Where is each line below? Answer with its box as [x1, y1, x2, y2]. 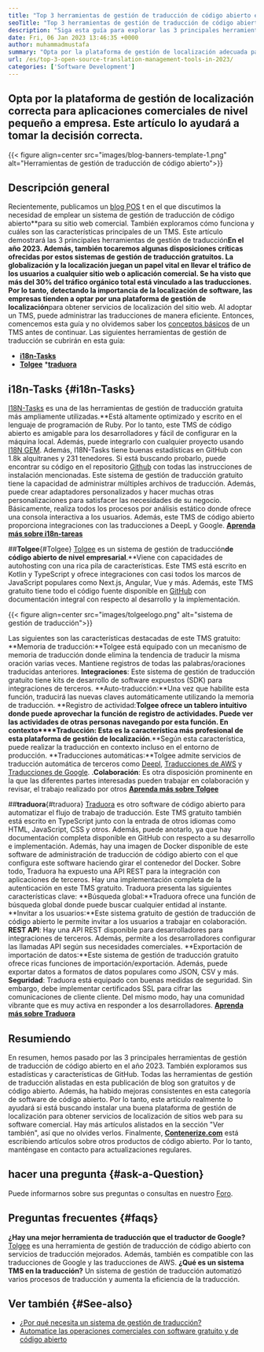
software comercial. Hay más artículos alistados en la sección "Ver [8, 1120, 225, 1129]
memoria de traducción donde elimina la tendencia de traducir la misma [8, 650, 240, 660]
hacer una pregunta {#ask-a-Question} [8, 1168, 204, 1181]
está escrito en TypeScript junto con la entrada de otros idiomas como [8, 817, 236, 826]
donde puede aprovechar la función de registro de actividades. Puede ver [8, 709, 254, 718]
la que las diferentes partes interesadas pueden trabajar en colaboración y [8, 776, 250, 785]
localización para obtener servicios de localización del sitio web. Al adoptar [8, 303, 253, 312]
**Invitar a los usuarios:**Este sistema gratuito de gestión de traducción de [8, 908, 256, 918]
